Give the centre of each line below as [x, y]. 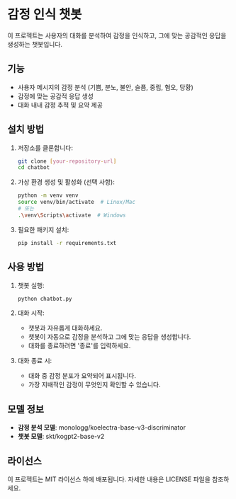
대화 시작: [31, 313]
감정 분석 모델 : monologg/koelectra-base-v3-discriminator [102, 428]
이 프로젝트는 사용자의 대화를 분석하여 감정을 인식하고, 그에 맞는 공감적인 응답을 [117, 35]
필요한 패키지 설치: [43, 229]
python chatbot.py [45, 299]
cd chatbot [34, 168]
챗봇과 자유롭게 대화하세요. [65, 328]
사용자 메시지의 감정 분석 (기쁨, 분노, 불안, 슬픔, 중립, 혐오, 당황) [105, 87]
